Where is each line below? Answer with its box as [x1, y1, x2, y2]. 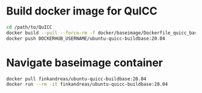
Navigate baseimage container [6, 56, 164, 69]
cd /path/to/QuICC [6, 24, 52, 30]
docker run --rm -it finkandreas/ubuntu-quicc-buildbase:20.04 [6, 82, 168, 88]
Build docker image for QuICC [6, 4, 158, 18]
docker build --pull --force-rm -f [6, 30, 96, 36]
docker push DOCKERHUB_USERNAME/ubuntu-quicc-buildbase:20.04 [6, 35, 165, 42]
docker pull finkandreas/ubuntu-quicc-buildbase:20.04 [6, 75, 147, 82]
